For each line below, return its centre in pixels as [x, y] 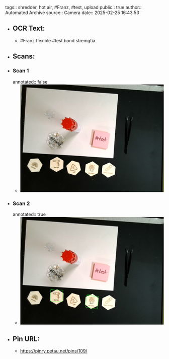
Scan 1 [21, 71]
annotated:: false [30, 82]
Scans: [24, 57]
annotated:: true [29, 214]
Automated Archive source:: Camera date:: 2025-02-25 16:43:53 [72, 13]
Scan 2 [21, 203]
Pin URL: [26, 339]
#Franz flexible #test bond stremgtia [58, 40]
